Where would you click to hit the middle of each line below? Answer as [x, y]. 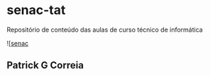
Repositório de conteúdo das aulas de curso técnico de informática [105, 30]
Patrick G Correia [45, 65]
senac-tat [36, 10]
